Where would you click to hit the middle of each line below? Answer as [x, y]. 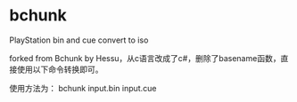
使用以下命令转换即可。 [60, 69]
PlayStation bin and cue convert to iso [79, 40]
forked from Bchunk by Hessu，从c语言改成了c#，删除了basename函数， [145, 58]
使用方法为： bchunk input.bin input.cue [83, 88]
